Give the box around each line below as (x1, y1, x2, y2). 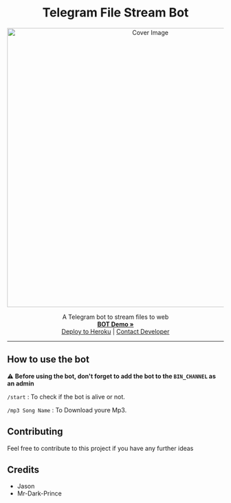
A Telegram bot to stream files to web (62, 313, 169, 321)
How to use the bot (7, 354, 89, 366)
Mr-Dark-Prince (16, 489, 62, 498)
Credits (7, 464, 40, 476)
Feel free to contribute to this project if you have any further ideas (7, 444, 194, 452)
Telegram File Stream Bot (42, 5, 189, 21)
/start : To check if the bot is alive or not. (7, 392, 126, 401)
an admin (7, 379, 34, 388)
